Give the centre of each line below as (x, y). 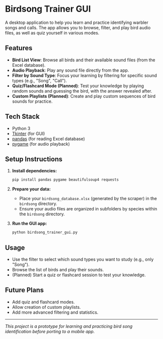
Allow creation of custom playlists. (46, 307)
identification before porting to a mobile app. (50, 331)
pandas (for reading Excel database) (49, 139)
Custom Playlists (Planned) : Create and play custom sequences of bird (84, 96)
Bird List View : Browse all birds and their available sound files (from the (83, 60)
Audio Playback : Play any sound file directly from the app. (71, 70)
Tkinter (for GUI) (28, 133)
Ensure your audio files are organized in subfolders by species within (88, 209)
